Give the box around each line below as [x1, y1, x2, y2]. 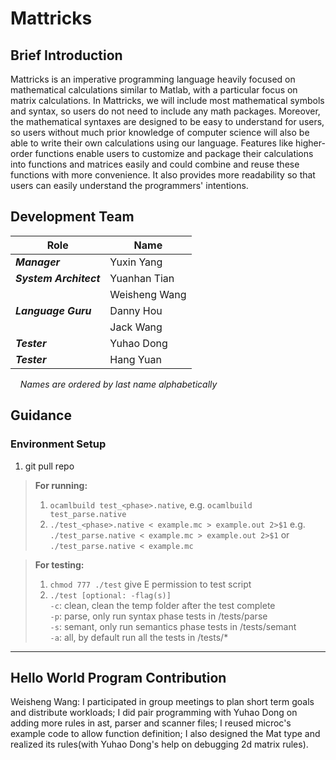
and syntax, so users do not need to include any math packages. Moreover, [10, 105, 321, 117]
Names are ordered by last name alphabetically [19, 378, 218, 390]
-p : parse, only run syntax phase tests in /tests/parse [49, 610, 268, 622]
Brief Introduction [10, 47, 123, 64]
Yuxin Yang [109, 255, 163, 269]
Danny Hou [109, 303, 163, 317]
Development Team [10, 208, 135, 226]
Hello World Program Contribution [10, 669, 227, 686]
